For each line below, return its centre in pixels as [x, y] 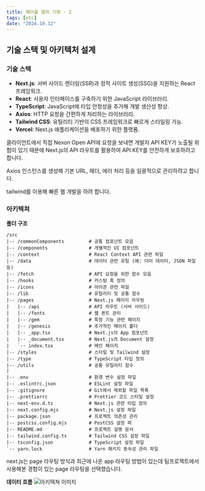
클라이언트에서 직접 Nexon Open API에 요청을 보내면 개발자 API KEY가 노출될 [100, 142]
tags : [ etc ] [21, 18]
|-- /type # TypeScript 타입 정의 [75, 359]
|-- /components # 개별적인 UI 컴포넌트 [73, 248]
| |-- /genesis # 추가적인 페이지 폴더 [72, 327]
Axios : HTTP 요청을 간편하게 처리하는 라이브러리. [75, 114]
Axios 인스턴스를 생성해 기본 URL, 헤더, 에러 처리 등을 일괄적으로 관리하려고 [97, 171]
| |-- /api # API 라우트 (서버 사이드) [78, 307]
